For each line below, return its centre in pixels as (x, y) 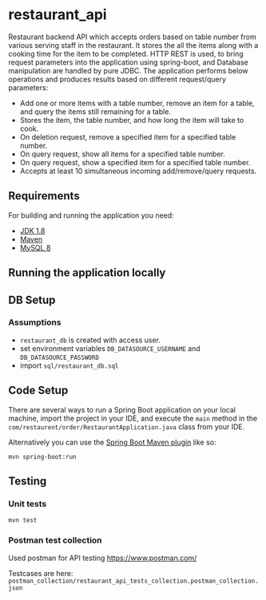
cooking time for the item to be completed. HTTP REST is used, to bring (126, 53)
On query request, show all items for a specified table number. (123, 154)
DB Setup (32, 300)
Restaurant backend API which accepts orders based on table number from (133, 37)
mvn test (23, 520)
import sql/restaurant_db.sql (69, 365)
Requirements (44, 196)
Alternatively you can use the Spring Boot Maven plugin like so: (113, 442)
